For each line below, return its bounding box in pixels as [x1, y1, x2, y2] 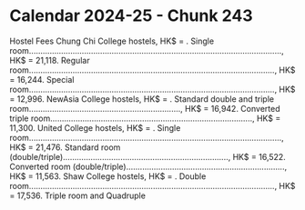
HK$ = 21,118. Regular [9, 55, 90, 65]
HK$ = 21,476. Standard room [9, 142, 121, 153]
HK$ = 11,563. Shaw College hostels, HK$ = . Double [9, 170, 207, 182]
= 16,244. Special [9, 74, 75, 85]
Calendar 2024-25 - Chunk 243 [9, 5, 253, 26]
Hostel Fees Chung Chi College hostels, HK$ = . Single [9, 35, 215, 46]
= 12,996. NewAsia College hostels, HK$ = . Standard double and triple [9, 93, 275, 105]
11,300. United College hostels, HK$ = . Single [9, 122, 181, 133]
